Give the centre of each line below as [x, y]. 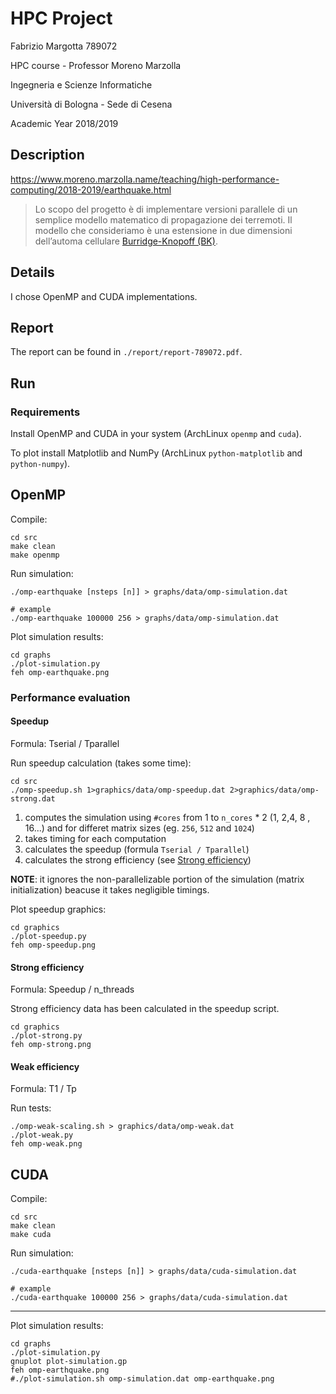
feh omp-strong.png [51, 1045]
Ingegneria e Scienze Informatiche [81, 84]
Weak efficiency [45, 1066]
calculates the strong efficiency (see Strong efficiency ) [138, 860]
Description [47, 155]
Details [32, 272]
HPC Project [61, 18]
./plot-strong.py [46, 1036]
